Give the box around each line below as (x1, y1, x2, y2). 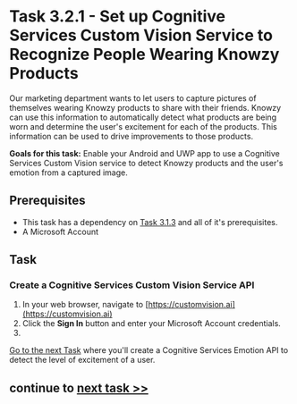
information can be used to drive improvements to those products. (9, 130, 253, 141)
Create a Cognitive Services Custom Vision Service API (9, 279, 255, 291)
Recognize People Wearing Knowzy (9, 45, 280, 64)
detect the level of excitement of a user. (9, 355, 156, 366)
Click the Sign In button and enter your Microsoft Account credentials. (21, 318, 282, 329)
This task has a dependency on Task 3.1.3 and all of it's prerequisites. (21, 216, 278, 227)
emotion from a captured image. (9, 167, 128, 178)
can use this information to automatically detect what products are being (9, 112, 277, 122)
